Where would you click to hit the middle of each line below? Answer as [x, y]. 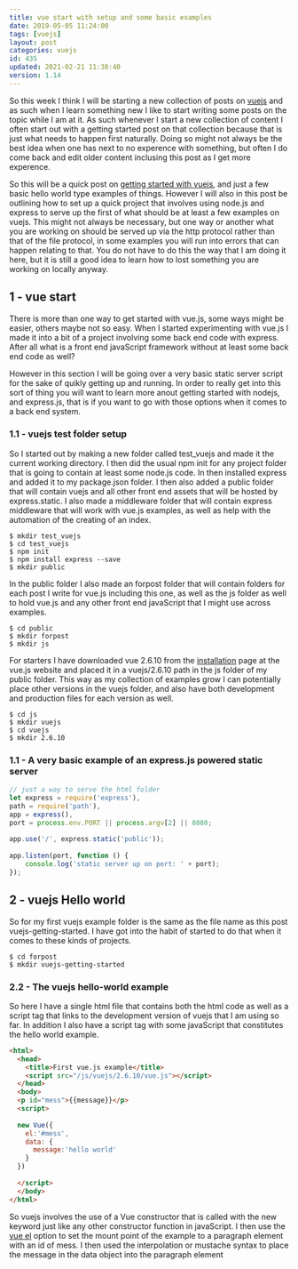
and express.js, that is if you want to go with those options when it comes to [148, 402]
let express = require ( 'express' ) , [75, 798]
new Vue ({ [35, 1125]
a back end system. [45, 411]
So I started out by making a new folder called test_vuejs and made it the [142, 454]
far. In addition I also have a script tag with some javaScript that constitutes [146, 1024]
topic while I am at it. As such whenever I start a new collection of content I [146, 119]
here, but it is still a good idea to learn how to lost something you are [134, 260]
